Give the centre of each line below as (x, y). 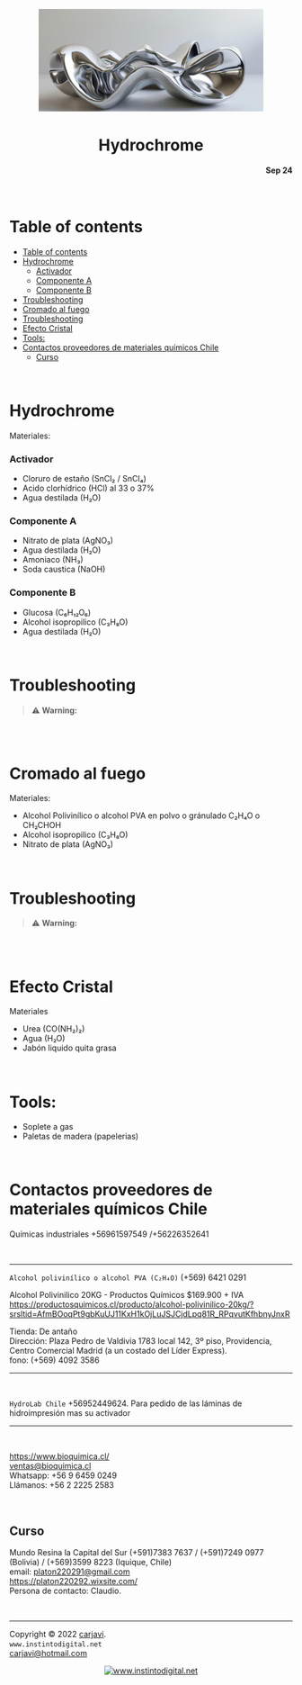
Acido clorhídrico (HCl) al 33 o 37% (88, 488)
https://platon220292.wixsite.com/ (73, 1581)
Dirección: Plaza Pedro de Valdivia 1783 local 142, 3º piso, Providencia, (141, 1341)
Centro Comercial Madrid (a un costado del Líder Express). (118, 1351)
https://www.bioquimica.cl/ (59, 1456)
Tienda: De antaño (44, 1331)
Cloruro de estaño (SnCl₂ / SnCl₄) (84, 478)
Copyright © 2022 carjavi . (58, 1634)
